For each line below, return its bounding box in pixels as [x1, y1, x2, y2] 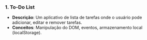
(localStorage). [12, 30, 42, 36]
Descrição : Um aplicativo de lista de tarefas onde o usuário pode [12, 15, 142, 20]
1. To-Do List [5, 4, 35, 10]
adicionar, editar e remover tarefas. [12, 20, 82, 25]
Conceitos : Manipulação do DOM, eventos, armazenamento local [12, 25, 143, 30]
